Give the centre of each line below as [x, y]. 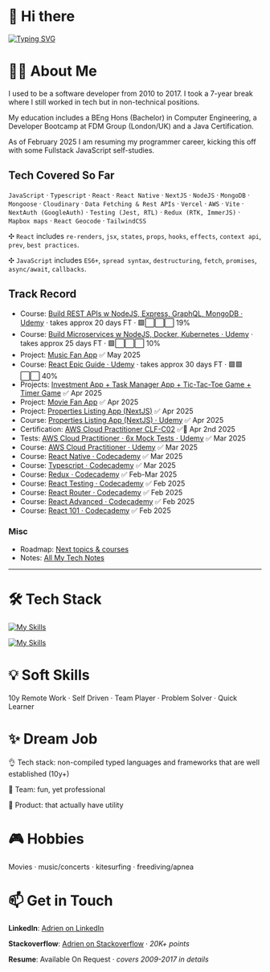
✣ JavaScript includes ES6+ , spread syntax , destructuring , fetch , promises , [133, 260]
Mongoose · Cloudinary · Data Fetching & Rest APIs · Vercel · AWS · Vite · [126, 203]
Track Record [43, 294]
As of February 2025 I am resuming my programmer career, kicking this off [132, 141]
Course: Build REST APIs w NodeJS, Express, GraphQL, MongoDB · [131, 314]
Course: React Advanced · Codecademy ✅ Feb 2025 [107, 501]
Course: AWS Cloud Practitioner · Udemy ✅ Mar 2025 [109, 447]
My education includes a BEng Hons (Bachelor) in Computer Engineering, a [133, 117]
